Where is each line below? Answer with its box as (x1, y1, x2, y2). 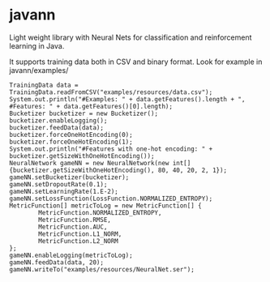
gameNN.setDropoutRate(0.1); (9, 180, 108, 188)
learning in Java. (9, 41, 65, 50)
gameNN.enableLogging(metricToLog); (9, 251, 133, 259)
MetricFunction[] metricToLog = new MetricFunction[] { (9, 201, 202, 210)
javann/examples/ (9, 65, 69, 75)
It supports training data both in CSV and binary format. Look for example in (9, 57, 263, 66)
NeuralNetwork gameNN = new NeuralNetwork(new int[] (9, 159, 191, 167)
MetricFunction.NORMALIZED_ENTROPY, (38, 208, 162, 216)
